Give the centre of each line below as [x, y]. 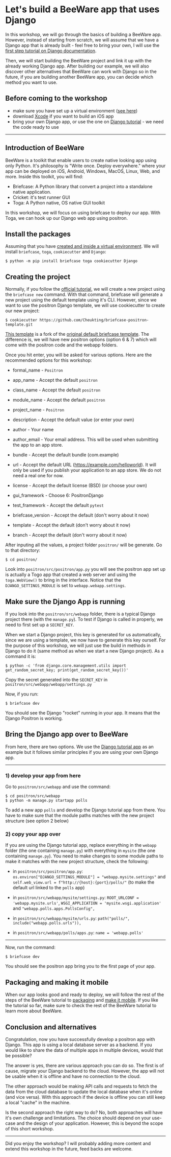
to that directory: [23, 550]
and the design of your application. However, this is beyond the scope [90, 1123]
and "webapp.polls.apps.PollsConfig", [54, 909]
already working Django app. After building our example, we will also [77, 66]
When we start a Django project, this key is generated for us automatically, [83, 634]
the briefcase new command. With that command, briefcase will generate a [84, 294]
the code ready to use [36, 127]
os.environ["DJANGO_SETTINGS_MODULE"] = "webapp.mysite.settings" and [89, 877]
